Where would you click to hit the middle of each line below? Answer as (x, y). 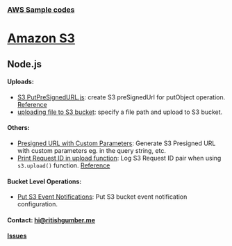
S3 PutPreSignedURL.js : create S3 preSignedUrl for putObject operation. (121, 97)
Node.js (25, 64)
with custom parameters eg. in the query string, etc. (92, 150)
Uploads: (21, 82)
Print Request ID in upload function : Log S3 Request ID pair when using (119, 158)
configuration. (37, 204)
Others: (18, 128)
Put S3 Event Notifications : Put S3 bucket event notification (102, 197)
